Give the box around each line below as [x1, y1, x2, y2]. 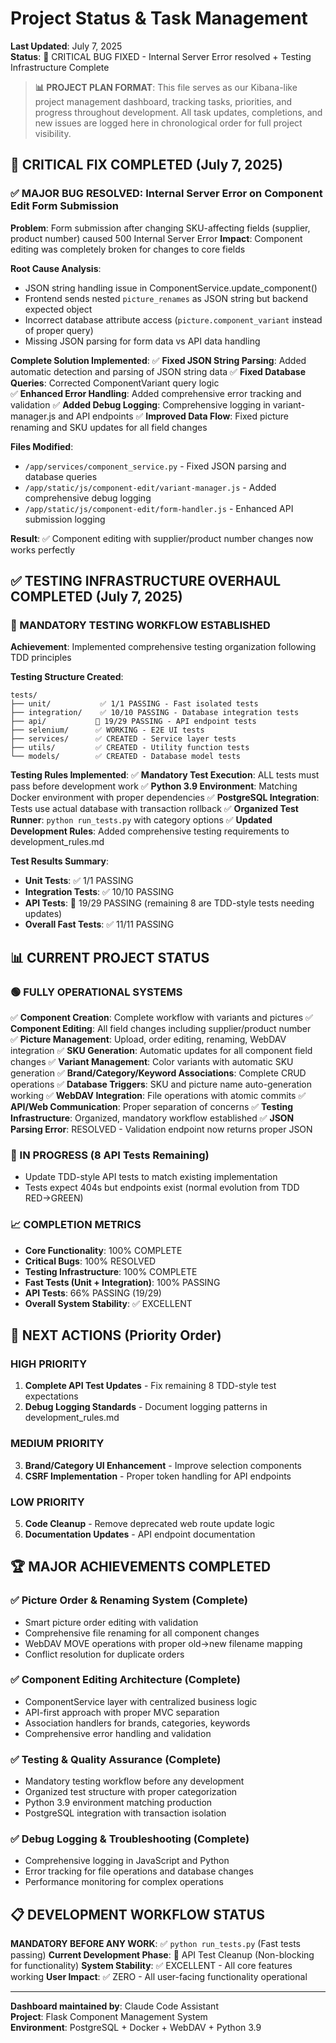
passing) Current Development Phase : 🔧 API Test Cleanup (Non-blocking [10, 1949, 315, 1961]
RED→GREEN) [24, 1192, 84, 1204]
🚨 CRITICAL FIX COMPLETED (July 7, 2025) [10, 157, 283, 174]
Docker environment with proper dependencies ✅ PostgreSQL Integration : [10, 792, 320, 804]
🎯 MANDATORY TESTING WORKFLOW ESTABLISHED [10, 618, 271, 632]
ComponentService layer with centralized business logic [24, 1695, 258, 1707]
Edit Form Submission [10, 199, 119, 213]
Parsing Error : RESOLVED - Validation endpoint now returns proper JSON [10, 1123, 313, 1135]
